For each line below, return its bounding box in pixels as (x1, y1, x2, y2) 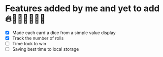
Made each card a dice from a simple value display (12, 30, 116, 36)
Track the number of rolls (12, 35, 64, 41)
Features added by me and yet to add (5, 3, 160, 14)
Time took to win (12, 41, 47, 47)
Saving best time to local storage (12, 46, 79, 52)
